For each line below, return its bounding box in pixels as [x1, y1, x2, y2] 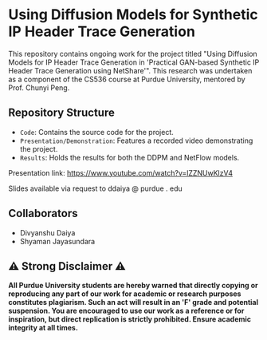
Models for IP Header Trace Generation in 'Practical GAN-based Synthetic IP [8, 57, 260, 67]
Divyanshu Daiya [19, 227, 76, 237]
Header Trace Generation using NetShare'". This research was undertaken [8, 65, 253, 75]
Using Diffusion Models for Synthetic [8, 6, 258, 24]
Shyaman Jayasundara [19, 236, 96, 246]
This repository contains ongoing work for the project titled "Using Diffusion [8, 49, 257, 58]
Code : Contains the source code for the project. [19, 127, 174, 136]
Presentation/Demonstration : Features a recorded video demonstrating [19, 136, 253, 145]
